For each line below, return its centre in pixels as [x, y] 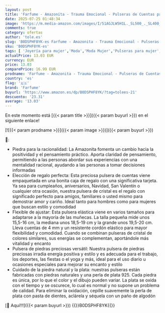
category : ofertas [24, 33]
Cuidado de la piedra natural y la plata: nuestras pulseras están [76, 270]
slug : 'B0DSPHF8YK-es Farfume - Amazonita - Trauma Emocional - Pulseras [82, 42]
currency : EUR [20, 60]
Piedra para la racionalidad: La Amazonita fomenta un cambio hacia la [83, 149]
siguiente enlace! [22, 121]
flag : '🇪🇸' [17, 83]
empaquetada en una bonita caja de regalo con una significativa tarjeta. [85, 181]
